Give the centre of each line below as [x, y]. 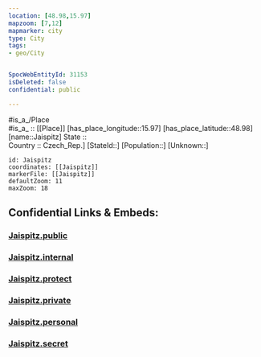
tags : [17, 46]
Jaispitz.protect [40, 278]
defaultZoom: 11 [35, 181]
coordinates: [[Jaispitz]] [53, 167]
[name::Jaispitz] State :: [47, 137]
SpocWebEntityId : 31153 [48, 75]
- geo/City [27, 53]
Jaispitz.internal [41, 256]
